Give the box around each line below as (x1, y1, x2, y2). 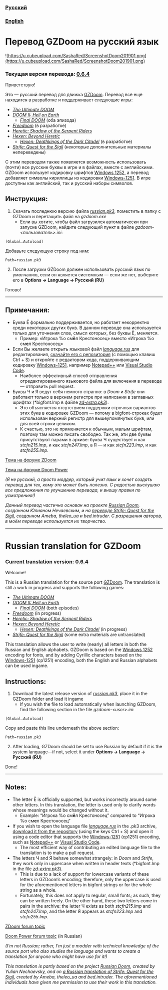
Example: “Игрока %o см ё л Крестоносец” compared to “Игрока (19, 812, 155, 818)
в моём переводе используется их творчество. (5, 518, 106, 524)
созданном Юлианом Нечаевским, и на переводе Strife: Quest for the (5, 507, 154, 513)
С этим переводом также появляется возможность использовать (5, 159, 146, 165)
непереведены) (12, 149, 46, 155)
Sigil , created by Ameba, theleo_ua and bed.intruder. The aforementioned (5, 973, 157, 979)
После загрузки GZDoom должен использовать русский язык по (12, 266, 151, 272)
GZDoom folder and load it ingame (12, 696, 84, 702)
